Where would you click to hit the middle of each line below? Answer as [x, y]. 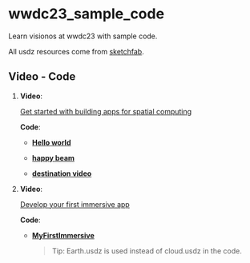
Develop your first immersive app [75, 204]
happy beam [53, 157]
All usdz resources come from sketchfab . [76, 51]
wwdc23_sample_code [87, 14]
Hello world [51, 142]
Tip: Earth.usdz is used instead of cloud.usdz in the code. [147, 251]
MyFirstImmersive [63, 235]
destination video [62, 173]
